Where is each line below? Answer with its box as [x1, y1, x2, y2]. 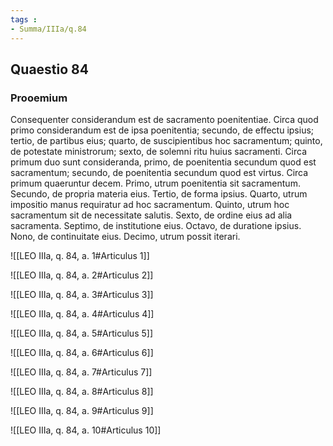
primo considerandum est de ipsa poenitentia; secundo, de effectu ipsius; [10, 124, 315, 136]
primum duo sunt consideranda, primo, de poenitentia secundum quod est [10, 156, 317, 168]
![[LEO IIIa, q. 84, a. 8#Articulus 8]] [10, 386, 154, 398]
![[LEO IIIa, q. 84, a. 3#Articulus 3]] [10, 289, 154, 301]
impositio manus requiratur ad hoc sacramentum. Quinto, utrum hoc [10, 199, 290, 211]
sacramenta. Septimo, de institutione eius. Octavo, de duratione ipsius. [10, 220, 302, 232]
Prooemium [10, 91, 68, 105]
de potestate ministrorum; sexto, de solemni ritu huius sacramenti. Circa [10, 146, 308, 158]
